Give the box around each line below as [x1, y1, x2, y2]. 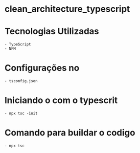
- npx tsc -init [4, 111, 38, 116]
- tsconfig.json [4, 79, 38, 84]
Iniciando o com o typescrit [4, 95, 118, 106]
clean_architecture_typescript [4, 3, 130, 15]
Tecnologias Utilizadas [4, 26, 99, 37]
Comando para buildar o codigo [4, 127, 136, 138]
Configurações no [4, 63, 79, 74]
